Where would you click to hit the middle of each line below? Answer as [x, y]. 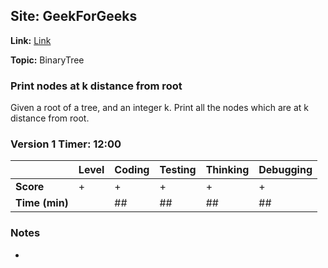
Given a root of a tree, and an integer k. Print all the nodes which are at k [159, 108]
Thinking [227, 170]
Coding [132, 170]
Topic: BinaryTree [47, 60]
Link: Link [31, 40]
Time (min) [42, 203]
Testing [178, 170]
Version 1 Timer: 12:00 [66, 144]
